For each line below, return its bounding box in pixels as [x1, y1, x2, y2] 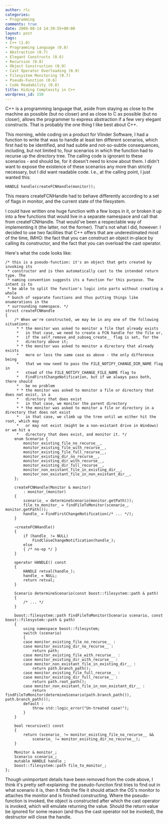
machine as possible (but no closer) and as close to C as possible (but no [5, 111, 157, 117]
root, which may [5, 419, 39, 424]
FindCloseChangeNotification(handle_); [32, 538, 116, 543]
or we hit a [5, 427, 30, 433]
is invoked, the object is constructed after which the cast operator [23, 798, 160, 804]
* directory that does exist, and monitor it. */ [16, 432, 127, 437]
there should [5, 379, 33, 384]
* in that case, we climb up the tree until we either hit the [16, 414, 156, 419]
